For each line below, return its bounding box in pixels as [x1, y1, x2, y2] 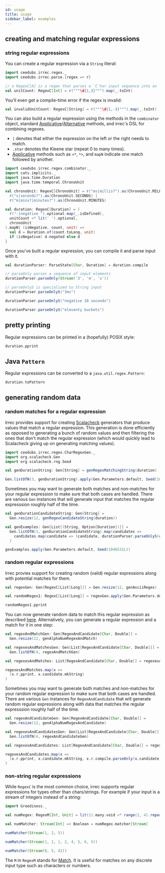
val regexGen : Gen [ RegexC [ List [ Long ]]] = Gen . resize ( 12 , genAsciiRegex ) [5, 585, 157, 590]
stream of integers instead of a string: [5, 794, 82, 800]
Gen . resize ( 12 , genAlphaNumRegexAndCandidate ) [9, 721, 107, 726]
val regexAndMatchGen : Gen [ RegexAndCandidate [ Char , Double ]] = [5, 631, 137, 636]
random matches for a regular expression [5, 408, 106, 415]
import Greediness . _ [5, 804, 48, 809]
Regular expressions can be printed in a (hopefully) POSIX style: [5, 334, 135, 340]
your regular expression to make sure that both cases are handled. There [5, 491, 153, 497]
